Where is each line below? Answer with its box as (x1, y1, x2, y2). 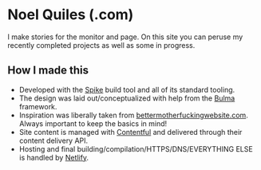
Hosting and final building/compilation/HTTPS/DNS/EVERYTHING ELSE (18, 144, 253, 153)
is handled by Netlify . (18, 152, 89, 162)
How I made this (7, 64, 89, 77)
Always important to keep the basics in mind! (18, 118, 168, 128)
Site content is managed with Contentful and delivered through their (18, 127, 243, 136)
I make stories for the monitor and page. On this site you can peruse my (7, 32, 243, 42)
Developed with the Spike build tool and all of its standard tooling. (18, 85, 235, 94)
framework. (18, 101, 57, 111)
